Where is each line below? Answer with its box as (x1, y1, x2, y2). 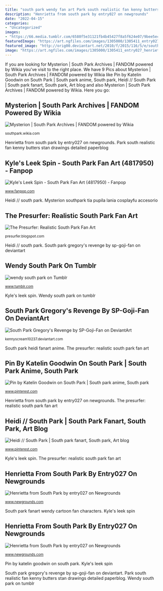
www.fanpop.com (5, 189, 35, 194)
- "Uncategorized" (5, 25, 42, 30)
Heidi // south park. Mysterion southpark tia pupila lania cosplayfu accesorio (5, 198, 158, 203)
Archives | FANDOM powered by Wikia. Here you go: (5, 87, 110, 93)
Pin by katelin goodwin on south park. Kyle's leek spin (5, 560, 113, 566)
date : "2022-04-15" (5, 16, 45, 21)
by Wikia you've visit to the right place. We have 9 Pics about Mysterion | (5, 66, 151, 72)
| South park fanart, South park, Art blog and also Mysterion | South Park (5, 82, 151, 88)
